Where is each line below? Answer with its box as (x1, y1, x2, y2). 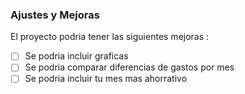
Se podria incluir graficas (24, 50, 129, 62)
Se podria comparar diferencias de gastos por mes (24, 61, 235, 73)
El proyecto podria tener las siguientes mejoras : (10, 31, 210, 43)
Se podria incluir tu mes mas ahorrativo (24, 73, 188, 85)
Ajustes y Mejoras (10, 8, 100, 22)
